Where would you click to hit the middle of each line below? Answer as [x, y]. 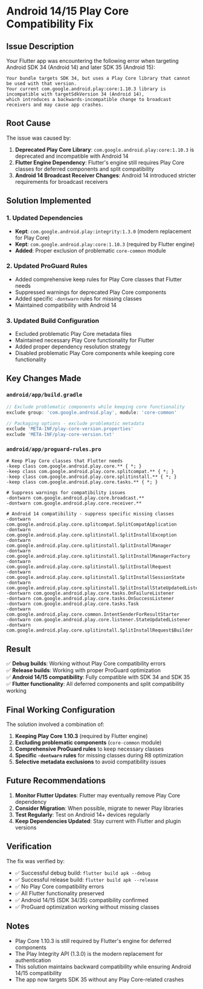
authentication [33, 960]
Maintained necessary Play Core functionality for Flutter [85, 341]
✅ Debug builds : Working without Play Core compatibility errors [86, 664]
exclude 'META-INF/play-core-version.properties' [70, 429]
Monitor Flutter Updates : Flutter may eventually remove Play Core [97, 795]
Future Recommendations [56, 781]
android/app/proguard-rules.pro [54, 449]
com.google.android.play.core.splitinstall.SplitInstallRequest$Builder [100, 630]
